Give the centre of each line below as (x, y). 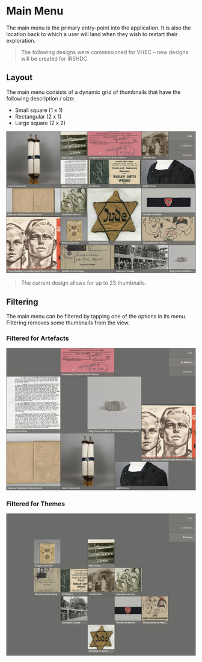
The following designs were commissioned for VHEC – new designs (105, 52)
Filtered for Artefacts (38, 338)
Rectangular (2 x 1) (38, 116)
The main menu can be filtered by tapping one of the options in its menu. (96, 317)
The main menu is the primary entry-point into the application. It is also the (99, 28)
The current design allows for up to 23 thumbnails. (84, 283)
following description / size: (41, 98)
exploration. (21, 40)
